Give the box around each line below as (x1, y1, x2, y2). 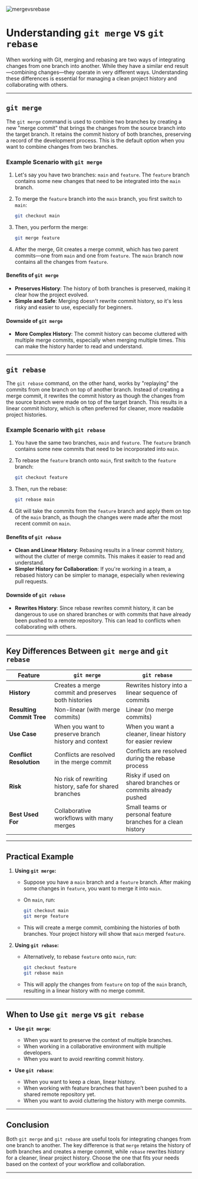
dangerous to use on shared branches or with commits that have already (14, 611, 192, 618)
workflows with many (54, 814, 114, 822)
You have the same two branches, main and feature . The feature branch (14, 439, 191, 446)
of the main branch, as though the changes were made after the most (14, 514, 183, 521)
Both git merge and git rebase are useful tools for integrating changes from (6, 1135, 191, 1142)
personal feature (126, 811, 172, 819)
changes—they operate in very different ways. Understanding (38, 68, 189, 76)
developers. (23, 1049, 53, 1056)
